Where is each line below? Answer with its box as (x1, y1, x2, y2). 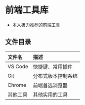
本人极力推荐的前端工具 (12, 22, 60, 28)
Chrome (7, 81, 26, 88)
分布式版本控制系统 (33, 72, 78, 79)
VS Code (7, 63, 29, 70)
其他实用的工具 (33, 91, 68, 98)
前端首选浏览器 (33, 82, 68, 89)
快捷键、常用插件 (33, 63, 73, 70)
